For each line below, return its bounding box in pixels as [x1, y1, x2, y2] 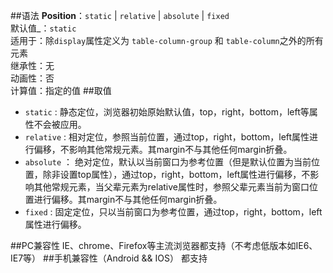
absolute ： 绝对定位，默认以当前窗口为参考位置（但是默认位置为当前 [24, 156, 312, 168]
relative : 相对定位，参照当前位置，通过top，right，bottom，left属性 [24, 131, 310, 143]
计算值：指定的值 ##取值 [10, 85, 112, 96]
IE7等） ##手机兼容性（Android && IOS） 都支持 [10, 252, 208, 264]
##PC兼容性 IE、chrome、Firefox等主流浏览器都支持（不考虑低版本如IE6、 [10, 240, 318, 251]
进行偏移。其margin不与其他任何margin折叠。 [33, 194, 223, 205]
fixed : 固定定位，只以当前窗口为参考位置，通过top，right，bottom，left [24, 206, 323, 218]
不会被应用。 [33, 119, 87, 130]
